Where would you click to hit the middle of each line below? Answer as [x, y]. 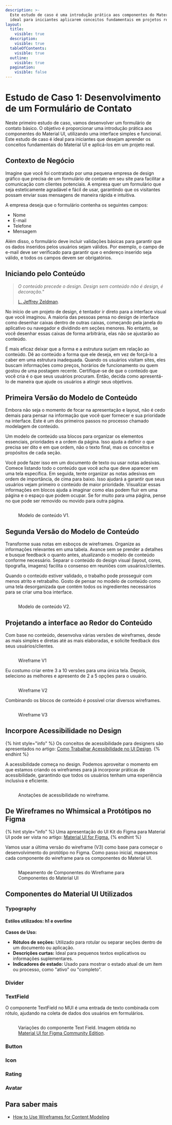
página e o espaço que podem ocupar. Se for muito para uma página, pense [86, 495]
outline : [19, 58]
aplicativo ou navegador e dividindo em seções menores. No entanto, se [82, 328]
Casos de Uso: [21, 932]
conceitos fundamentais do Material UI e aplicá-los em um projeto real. [80, 144]
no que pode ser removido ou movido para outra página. [65, 501]
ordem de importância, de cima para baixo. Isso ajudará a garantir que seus [85, 479]
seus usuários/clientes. [30, 646]
